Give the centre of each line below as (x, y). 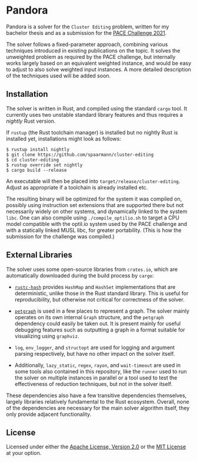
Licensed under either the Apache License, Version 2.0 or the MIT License (96, 447)
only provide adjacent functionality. (49, 414)
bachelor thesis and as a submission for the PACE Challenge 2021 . (86, 32)
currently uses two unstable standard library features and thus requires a (95, 114)
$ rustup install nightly (38, 149)
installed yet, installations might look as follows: (64, 139)
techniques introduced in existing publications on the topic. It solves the (93, 50)
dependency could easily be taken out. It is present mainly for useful (98, 323)
